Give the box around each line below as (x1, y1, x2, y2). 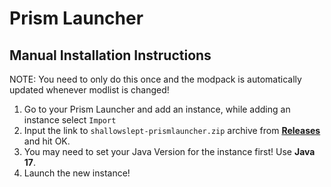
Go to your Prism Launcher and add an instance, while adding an (23, 103, 291, 115)
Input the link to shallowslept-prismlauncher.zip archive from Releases (23, 125, 321, 136)
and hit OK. (23, 135, 71, 147)
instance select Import (23, 114, 117, 126)
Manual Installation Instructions (9, 47, 212, 64)
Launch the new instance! (23, 167, 131, 179)
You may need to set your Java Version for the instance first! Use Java (23, 146, 316, 157)
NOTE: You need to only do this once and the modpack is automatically (9, 73, 302, 85)
